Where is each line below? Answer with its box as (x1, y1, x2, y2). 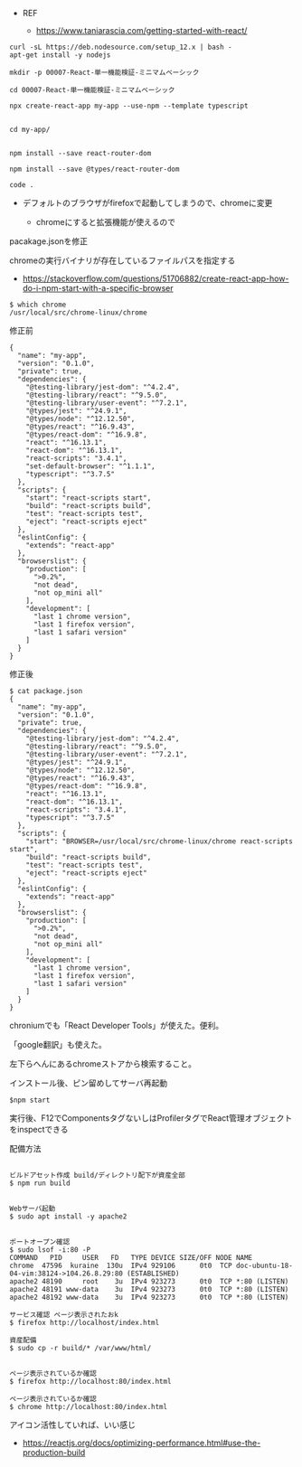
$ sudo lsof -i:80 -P (9, 1246, 91, 1255)
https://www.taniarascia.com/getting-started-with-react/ (35, 25, 248, 35)
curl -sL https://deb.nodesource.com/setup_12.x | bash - (9, 42, 232, 52)
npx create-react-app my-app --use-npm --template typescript (9, 101, 249, 110)
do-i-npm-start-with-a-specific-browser (22, 283, 174, 293)
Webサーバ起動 (9, 1204, 56, 1213)
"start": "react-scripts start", (25, 494, 152, 503)
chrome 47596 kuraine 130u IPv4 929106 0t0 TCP (9, 1261, 232, 1270)
